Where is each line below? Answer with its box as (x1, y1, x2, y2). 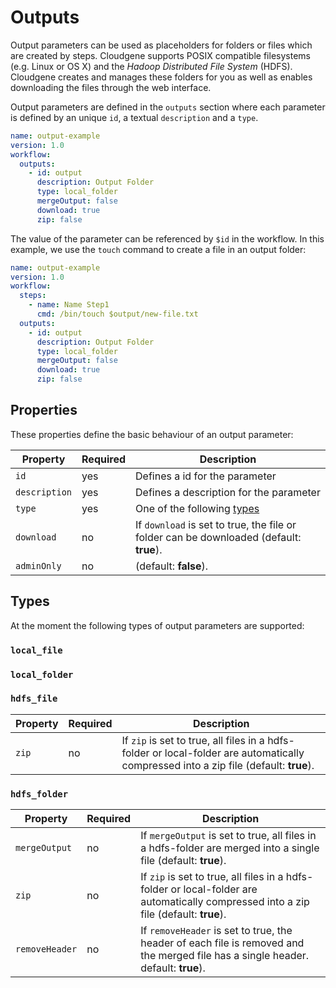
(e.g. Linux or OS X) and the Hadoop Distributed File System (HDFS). (10, 60, 293, 72)
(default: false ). (135, 559, 209, 573)
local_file (10, 644, 63, 656)
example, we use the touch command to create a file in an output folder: (10, 243, 307, 255)
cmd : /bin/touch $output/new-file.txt (36, 309, 199, 320)
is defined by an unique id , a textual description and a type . (10, 111, 259, 123)
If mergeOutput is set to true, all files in (140, 829, 317, 843)
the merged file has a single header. (140, 949, 310, 963)
